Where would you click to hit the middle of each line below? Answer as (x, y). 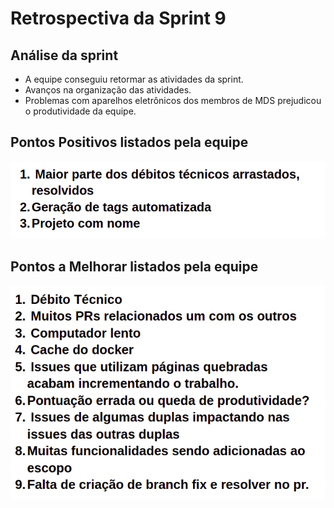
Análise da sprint (64, 55)
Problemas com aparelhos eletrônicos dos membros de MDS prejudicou (173, 100)
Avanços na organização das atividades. (108, 90)
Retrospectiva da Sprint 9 (118, 18)
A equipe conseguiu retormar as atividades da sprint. (134, 79)
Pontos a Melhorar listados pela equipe (134, 267)
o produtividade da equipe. (80, 111)
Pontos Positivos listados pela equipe (129, 142)
